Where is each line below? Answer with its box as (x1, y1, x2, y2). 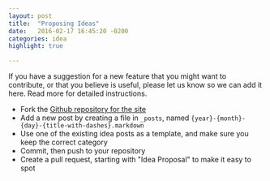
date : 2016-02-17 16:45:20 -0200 (8, 27, 129, 35)
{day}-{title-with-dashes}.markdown (19, 122, 144, 130)
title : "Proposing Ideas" (8, 19, 100, 28)
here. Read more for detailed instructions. (8, 88, 148, 98)
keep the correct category (19, 137, 108, 147)
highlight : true (8, 42, 63, 50)
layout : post (8, 11, 53, 20)
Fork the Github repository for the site (19, 105, 147, 114)
